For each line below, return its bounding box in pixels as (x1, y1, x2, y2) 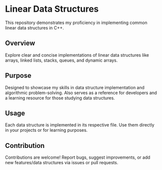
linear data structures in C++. (5, 24, 64, 30)
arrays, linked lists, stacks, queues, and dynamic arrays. (5, 57, 118, 63)
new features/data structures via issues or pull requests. (5, 160, 119, 166)
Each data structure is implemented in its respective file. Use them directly (5, 122, 155, 128)
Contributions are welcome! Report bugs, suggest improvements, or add (5, 154, 150, 160)
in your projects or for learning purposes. (5, 127, 88, 133)
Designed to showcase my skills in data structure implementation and (5, 84, 145, 90)
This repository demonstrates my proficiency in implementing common (5, 20, 148, 25)
